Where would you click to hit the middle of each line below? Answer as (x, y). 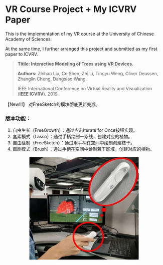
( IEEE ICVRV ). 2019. (38, 94)
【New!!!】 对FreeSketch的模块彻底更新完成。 (53, 104)
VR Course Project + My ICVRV (71, 9)
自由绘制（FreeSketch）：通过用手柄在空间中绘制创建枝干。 (74, 143)
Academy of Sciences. (29, 39)
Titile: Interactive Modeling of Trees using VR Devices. (75, 64)
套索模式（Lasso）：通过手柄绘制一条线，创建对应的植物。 (72, 137)
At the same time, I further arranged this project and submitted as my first (81, 49)
